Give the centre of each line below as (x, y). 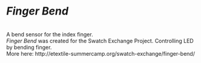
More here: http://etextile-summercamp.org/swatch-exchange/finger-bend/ (101, 53)
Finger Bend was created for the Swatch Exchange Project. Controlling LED (100, 41)
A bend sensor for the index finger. (50, 34)
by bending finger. (29, 47)
